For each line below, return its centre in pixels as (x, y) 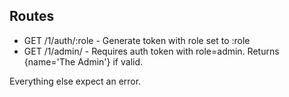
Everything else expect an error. (75, 81)
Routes (32, 16)
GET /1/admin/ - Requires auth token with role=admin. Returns (151, 51)
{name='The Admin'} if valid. (83, 61)
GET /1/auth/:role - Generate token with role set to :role (137, 40)
